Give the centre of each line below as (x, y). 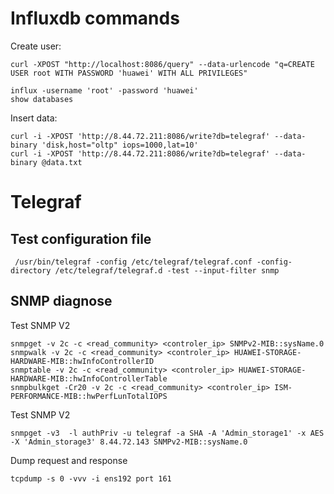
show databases (42, 99)
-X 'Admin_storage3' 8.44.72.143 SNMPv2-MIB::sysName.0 (129, 442)
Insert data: (34, 118)
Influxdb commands (95, 18)
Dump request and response (69, 460)
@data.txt (62, 162)
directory (31, 270)
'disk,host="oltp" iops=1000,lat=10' (120, 145)
